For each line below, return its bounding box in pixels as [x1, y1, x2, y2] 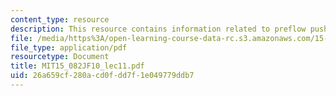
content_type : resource [10, 14, 110, 25]
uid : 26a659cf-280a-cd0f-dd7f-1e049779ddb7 [10, 71, 195, 81]
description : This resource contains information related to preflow [10, 24, 307, 34]
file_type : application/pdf [10, 42, 128, 53]
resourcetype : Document [10, 52, 110, 62]
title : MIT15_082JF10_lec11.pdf [10, 61, 145, 71]
